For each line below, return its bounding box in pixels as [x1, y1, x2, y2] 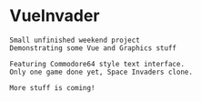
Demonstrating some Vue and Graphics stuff [9, 43, 177, 53]
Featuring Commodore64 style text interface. [9, 59, 185, 68]
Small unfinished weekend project [9, 36, 141, 45]
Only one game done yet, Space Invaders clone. [9, 67, 194, 76]
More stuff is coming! [9, 83, 95, 92]
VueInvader [9, 5, 100, 26]
